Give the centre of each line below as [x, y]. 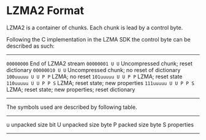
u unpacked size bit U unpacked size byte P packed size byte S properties [100, 124]
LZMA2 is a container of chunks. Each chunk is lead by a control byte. [95, 28]
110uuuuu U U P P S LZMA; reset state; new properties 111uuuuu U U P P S [101, 83]
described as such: [31, 46]
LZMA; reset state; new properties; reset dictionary [71, 89]
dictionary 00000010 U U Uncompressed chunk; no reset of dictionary [93, 70]
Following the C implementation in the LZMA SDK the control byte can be [99, 39]
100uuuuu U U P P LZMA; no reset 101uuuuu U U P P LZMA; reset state [94, 76]
